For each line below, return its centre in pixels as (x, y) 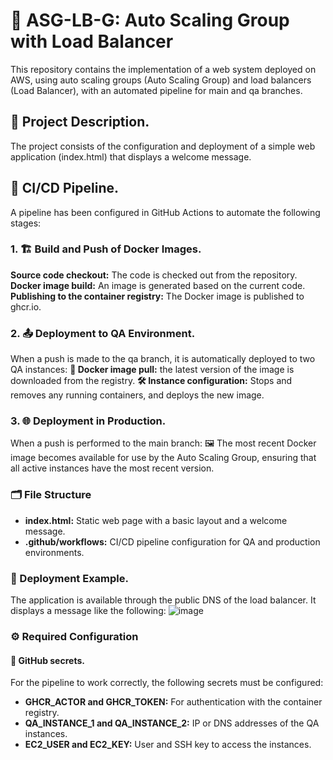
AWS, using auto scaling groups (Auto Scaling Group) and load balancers (161, 80)
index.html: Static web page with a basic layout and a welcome (156, 520)
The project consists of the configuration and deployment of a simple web (163, 146)
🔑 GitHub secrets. (47, 660)
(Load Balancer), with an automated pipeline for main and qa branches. (156, 90)
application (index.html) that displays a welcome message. (131, 156)
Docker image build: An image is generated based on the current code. (158, 285)
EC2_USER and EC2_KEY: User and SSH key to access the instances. (168, 745)
